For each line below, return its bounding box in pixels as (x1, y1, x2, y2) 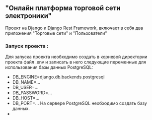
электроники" (5, 12, 52, 20)
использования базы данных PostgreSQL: (5, 64, 93, 70)
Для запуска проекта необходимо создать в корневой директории (5, 54, 148, 60)
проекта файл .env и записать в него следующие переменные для (5, 59, 147, 65)
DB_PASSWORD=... (12, 90, 52, 96)
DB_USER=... (12, 84, 39, 91)
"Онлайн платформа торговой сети (5, 4, 121, 12)
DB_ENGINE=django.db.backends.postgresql (12, 74, 105, 80)
